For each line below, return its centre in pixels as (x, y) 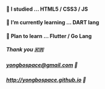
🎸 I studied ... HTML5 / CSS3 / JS (47, 9)
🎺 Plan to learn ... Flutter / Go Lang (49, 36)
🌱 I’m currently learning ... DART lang (53, 23)
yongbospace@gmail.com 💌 (42, 65)
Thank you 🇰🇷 (25, 50)
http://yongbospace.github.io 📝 (46, 80)
